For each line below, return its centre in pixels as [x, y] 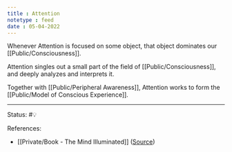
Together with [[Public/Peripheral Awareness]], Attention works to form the [114, 88]
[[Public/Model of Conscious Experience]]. [68, 95]
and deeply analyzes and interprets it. [61, 74]
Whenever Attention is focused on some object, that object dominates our [112, 46]
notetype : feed [30, 20]
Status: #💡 [22, 115]
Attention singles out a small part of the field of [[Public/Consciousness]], [112, 67]
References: [24, 129]
